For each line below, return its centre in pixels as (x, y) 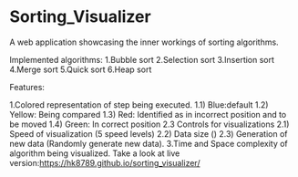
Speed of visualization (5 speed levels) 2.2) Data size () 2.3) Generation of (149, 133)
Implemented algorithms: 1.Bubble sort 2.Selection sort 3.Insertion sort (142, 59)
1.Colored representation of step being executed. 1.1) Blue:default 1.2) (139, 104)
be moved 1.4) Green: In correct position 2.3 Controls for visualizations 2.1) (149, 124)
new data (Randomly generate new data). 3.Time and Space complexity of (149, 143)
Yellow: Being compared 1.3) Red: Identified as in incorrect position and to (148, 114)
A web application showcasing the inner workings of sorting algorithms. (144, 42)
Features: (27, 87)
